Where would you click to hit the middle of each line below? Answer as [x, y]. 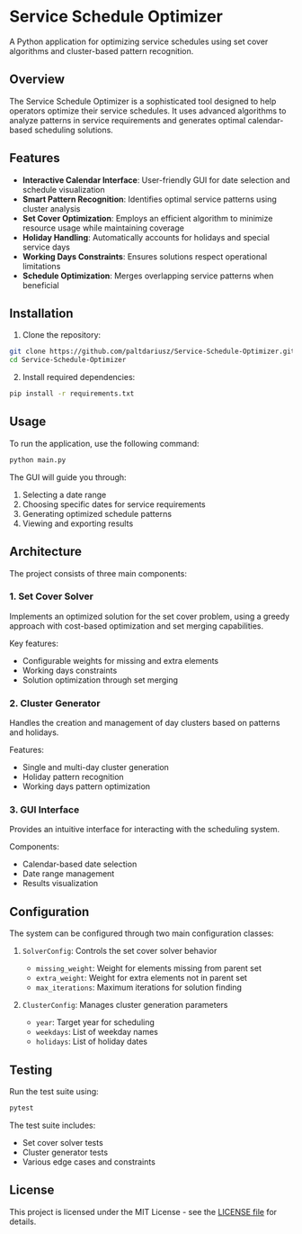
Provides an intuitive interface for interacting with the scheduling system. [145, 830]
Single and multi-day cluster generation [95, 767]
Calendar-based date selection [80, 864]
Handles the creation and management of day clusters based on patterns [145, 723]
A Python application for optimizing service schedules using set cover [139, 41]
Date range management [68, 874]
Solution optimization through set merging [100, 680]
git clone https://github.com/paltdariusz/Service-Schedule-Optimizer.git [152, 352]
